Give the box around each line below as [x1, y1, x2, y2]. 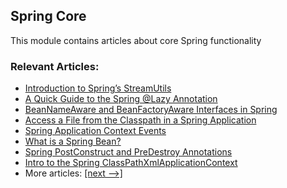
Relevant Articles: [10, 59, 100, 73]
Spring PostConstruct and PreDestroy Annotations [24, 146, 233, 158]
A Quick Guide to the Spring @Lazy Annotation [24, 93, 218, 105]
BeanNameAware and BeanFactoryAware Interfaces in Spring [24, 104, 278, 116]
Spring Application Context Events [24, 125, 167, 137]
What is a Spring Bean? [24, 135, 122, 148]
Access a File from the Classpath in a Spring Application [24, 114, 257, 126]
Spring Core [10, 8, 87, 25]
